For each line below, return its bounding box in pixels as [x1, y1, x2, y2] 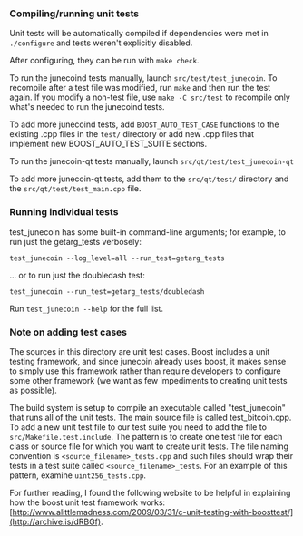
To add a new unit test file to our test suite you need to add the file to [9, 421, 268, 433]
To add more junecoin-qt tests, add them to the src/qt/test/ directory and [9, 173, 289, 184]
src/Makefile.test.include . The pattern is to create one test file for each [9, 431, 283, 442]
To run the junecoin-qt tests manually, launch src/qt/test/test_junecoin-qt [9, 156, 295, 167]
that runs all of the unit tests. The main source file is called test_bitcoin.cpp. [9, 412, 292, 423]
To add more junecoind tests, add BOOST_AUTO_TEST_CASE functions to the [9, 119, 279, 130]
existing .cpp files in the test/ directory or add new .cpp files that [9, 129, 255, 140]
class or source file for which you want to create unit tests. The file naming [9, 441, 288, 452]
